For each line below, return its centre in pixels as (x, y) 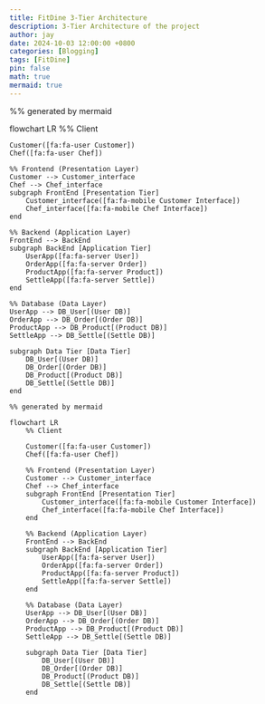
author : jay (32, 34)
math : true (30, 77)
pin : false (30, 69)
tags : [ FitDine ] (40, 60)
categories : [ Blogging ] (54, 52)
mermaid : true (36, 85)
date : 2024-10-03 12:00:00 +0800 (72, 43)
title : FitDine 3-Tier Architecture (78, 18)
